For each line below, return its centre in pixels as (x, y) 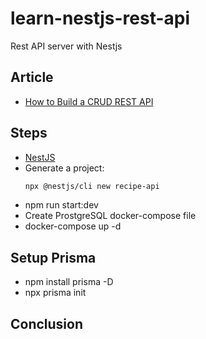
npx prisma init (55, 293)
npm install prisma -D (69, 282)
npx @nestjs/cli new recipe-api (92, 186)
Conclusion (47, 323)
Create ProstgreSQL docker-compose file (110, 216)
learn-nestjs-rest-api (100, 18)
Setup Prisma (53, 257)
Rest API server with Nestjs (66, 46)
